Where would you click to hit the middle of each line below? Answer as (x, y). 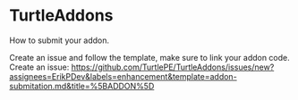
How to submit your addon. (60, 40)
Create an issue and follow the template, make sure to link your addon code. (150, 57)
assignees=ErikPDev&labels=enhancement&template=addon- (123, 76)
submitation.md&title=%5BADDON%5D (82, 86)
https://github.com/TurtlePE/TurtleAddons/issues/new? (173, 67)
